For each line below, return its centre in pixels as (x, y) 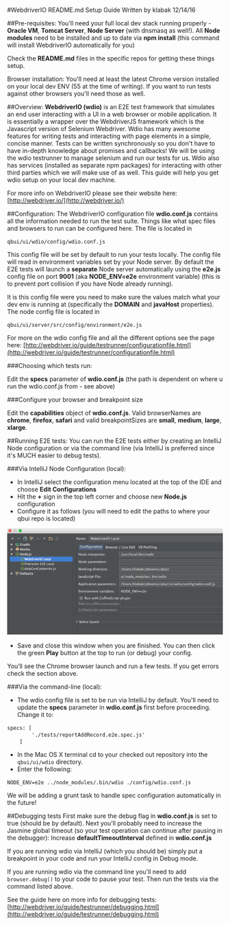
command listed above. (40, 887)
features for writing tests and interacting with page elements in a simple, (109, 136)
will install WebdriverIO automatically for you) (71, 45)
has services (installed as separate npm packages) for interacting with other (115, 165)
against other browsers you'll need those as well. (76, 93)
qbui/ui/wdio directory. (50, 762)
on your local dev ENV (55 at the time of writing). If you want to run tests (109, 86)
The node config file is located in (53, 311)
